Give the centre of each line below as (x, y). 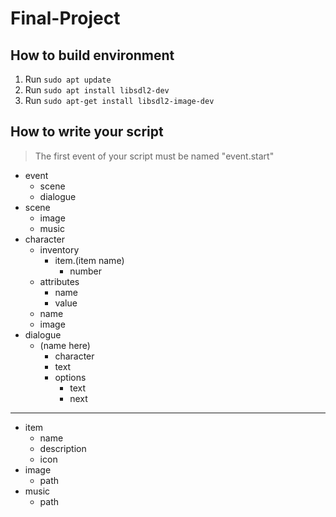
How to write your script (87, 132)
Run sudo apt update (68, 79)
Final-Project (65, 18)
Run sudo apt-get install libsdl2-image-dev (119, 100)
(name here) (65, 345)
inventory (59, 249)
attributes (59, 281)
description (63, 448)
